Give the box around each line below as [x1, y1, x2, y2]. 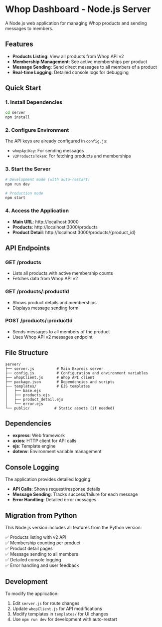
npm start [5, 195, 26, 200]
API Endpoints [5, 244, 50, 252]
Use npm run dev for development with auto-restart [12, 616, 117, 622]
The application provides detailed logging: [5, 476, 92, 482]
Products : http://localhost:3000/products [12, 224, 98, 230]
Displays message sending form [12, 305, 79, 311]
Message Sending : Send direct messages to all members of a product [12, 64, 157, 70]
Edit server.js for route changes [12, 600, 80, 606]
